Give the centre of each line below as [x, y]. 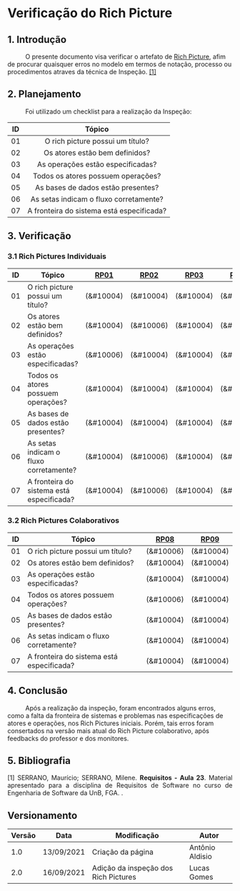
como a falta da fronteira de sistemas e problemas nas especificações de [115, 715]
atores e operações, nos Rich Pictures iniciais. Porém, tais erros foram [111, 723]
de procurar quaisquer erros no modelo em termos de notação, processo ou [120, 64]
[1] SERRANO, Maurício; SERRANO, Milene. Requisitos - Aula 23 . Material [120, 778]
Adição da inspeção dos [132, 868]
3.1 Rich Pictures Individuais [57, 256]
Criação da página [122, 852]
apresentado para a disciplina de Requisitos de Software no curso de [120, 785]
